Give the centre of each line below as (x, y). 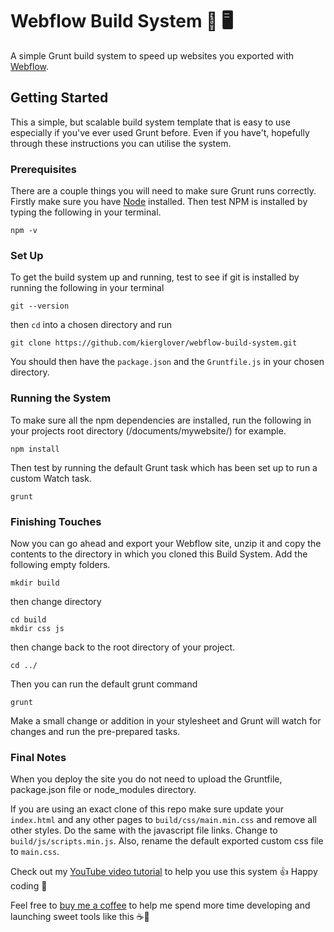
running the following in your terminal (87, 288)
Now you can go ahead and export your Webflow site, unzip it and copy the (166, 543)
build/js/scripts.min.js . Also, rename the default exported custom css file (167, 841)
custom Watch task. (51, 478)
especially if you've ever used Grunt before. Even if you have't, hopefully (160, 132)
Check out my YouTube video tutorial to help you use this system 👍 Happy (164, 872)
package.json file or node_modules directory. (103, 790)
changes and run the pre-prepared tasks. (95, 731)
